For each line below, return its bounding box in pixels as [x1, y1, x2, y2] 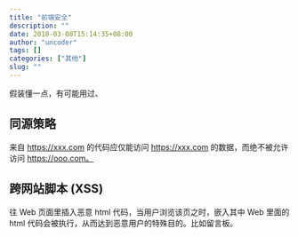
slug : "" [9, 63, 42, 72]
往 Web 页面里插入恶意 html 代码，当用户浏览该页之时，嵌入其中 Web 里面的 [9, 206, 290, 217]
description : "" [9, 21, 69, 30]
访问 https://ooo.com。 [9, 153, 94, 163]
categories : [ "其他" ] [9, 54, 87, 63]
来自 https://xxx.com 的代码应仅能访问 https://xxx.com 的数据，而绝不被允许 [9, 141, 289, 152]
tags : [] [9, 46, 42, 55]
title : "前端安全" [9, 12, 73, 22]
